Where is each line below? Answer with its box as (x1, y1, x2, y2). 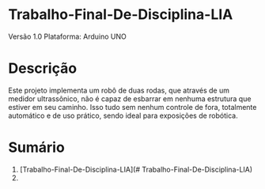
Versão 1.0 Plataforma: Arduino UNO (8, 32, 127, 41)
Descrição (8, 59, 78, 77)
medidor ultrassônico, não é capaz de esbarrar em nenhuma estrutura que (8, 93, 252, 104)
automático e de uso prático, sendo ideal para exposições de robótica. (8, 111, 239, 120)
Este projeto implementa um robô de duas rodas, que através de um (8, 85, 229, 95)
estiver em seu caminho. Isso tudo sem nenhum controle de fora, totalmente (8, 102, 257, 112)
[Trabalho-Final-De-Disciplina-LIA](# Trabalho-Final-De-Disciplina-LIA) (19, 164, 253, 174)
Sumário (8, 138, 65, 157)
